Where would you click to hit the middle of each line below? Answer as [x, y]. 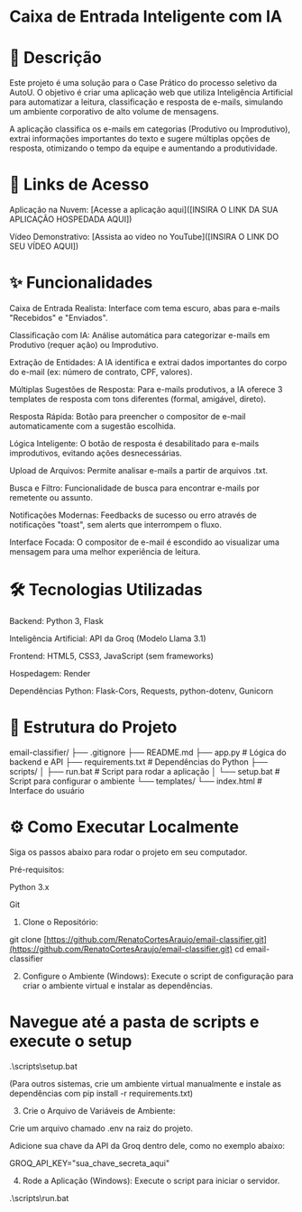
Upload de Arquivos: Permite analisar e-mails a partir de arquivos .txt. [139, 470]
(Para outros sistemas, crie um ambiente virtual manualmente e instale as [146, 1083]
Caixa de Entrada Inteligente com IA [146, 17]
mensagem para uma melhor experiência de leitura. [105, 551]
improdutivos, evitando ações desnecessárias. [96, 453]
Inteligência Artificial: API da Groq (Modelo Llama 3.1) [108, 638]
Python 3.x [29, 886]
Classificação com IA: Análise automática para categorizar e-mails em [140, 335]
